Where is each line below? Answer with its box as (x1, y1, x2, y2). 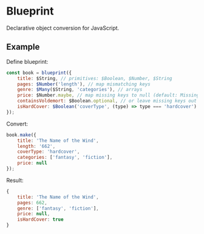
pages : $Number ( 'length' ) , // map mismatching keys (17, 81, 151, 87)
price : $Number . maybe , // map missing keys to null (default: (17, 92, 178, 98)
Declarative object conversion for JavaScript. (6, 24, 120, 32)
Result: (6, 176, 24, 184)
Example (6, 42, 40, 52)
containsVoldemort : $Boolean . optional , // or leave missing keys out (17, 98, 197, 104)
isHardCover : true (17, 216, 64, 222)
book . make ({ (6, 132, 36, 138)
